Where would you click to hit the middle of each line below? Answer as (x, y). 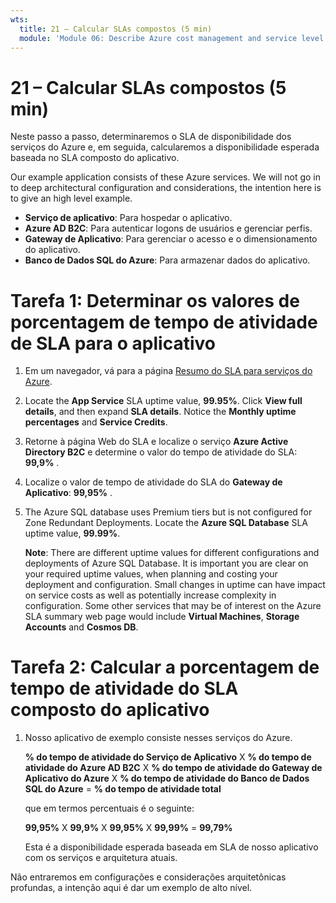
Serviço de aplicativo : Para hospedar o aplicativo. (128, 218)
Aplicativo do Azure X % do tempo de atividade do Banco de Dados (167, 778)
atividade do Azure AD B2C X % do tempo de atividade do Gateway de (173, 768)
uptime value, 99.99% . (72, 533)
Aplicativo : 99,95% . (68, 493)
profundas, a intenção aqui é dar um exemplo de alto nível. (131, 888)
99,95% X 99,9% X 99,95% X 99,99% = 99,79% (128, 828)
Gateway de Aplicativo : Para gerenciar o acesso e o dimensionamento (171, 239)
